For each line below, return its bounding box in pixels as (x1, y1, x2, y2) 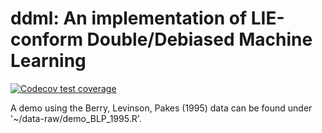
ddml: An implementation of (10, 7, 248, 30)
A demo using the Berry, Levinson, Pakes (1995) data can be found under (10, 102, 313, 114)
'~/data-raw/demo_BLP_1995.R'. (10, 112, 142, 124)
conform (10, 28, 83, 51)
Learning (10, 50, 87, 72)
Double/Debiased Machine (86, 28, 313, 51)
